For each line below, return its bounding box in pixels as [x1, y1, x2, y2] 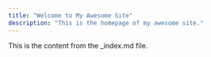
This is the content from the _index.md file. [8, 40, 148, 50]
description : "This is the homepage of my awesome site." [8, 19, 204, 27]
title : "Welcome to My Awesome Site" [8, 11, 133, 20]
